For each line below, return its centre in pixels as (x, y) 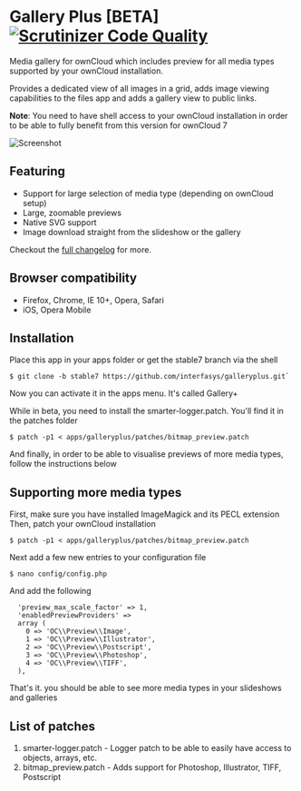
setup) (34, 203)
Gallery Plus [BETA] (84, 17)
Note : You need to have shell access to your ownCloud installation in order (149, 115)
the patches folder (44, 420)
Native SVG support (59, 222)
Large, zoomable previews (72, 213)
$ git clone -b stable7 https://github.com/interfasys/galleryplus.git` (150, 377)
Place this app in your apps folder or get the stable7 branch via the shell (144, 360)
